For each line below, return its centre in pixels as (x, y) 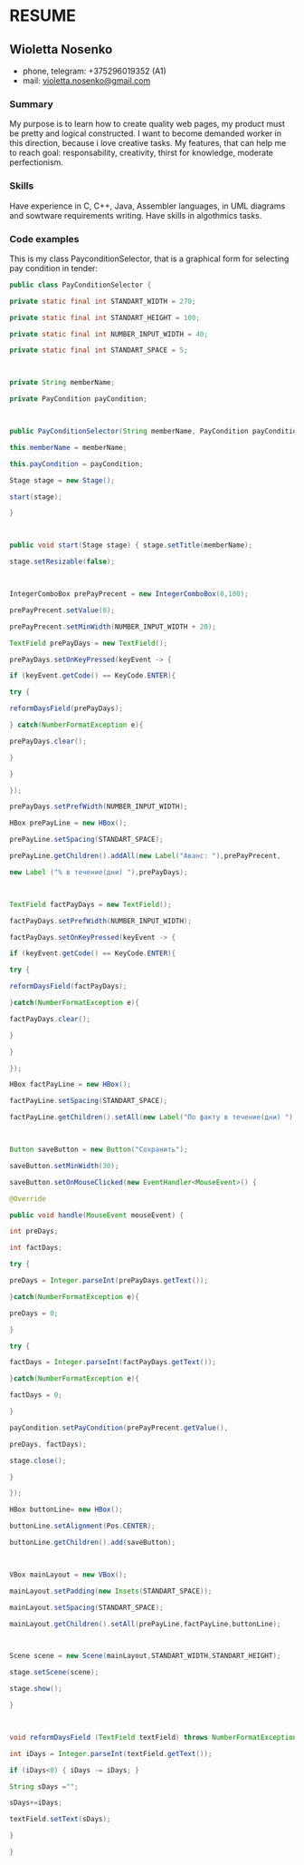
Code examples (44, 239)
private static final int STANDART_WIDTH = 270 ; (103, 301)
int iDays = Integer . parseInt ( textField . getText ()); (111, 1753)
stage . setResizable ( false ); (62, 562)
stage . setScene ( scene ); (54, 1673)
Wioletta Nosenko (61, 49)
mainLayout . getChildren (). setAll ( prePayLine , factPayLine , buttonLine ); (145, 1624)
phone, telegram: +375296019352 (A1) (95, 71)
